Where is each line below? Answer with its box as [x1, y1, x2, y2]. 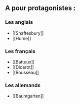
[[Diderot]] [12, 64, 34, 70]
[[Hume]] [12, 35, 31, 41]
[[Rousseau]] [12, 69, 39, 75]
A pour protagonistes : [5, 4, 76, 12]
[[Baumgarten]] [12, 93, 44, 99]
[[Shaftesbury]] [12, 30, 44, 36]
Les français [5, 48, 36, 54]
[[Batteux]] [12, 59, 35, 65]
